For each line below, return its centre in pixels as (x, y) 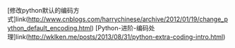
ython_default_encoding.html (49, 28)
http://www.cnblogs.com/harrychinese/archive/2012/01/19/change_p (128, 19)
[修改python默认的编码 (41, 10)
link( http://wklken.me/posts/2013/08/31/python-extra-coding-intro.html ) (121, 37)
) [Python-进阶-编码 (120, 28)
